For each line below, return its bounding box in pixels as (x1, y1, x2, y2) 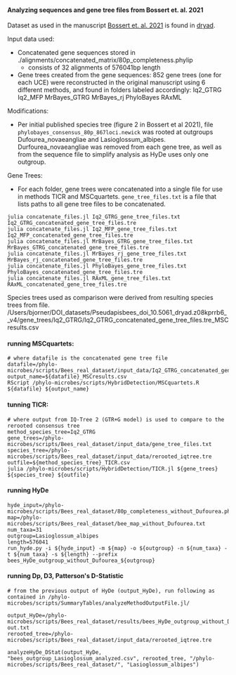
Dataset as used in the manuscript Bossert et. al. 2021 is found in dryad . (7, 21, 216, 30)
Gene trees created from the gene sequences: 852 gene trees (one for (17, 71, 222, 79)
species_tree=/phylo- (7, 447, 71, 454)
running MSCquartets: (7, 339, 74, 348)
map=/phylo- (7, 513, 42, 521)
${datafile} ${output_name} (7, 386, 90, 393)
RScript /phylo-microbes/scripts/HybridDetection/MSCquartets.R (7, 379, 199, 386)
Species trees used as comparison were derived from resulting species (7, 294, 214, 302)
